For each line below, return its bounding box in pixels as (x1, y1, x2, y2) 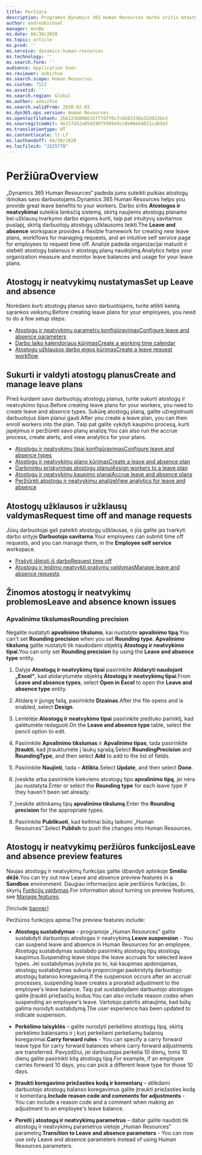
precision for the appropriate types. (14, 806, 104, 814)
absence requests (14, 570, 60, 577)
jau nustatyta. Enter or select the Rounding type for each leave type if (14, 782, 188, 789)
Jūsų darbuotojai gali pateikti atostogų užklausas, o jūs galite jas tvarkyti (6, 526, 186, 534)
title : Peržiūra (6, 8, 47, 15)
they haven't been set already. (14, 788, 90, 795)
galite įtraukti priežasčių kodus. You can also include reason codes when (14, 992, 194, 999)
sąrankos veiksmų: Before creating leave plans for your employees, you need (6, 308, 196, 316)
